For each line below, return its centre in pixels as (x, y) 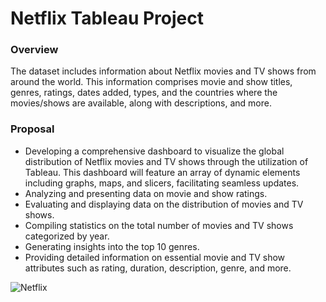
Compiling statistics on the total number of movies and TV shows (159, 225)
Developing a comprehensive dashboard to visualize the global (154, 151)
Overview (34, 50)
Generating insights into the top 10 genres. (112, 246)
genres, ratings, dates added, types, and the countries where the (144, 93)
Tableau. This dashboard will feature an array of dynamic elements (162, 172)
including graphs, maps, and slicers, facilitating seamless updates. (162, 183)
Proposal (32, 129)
